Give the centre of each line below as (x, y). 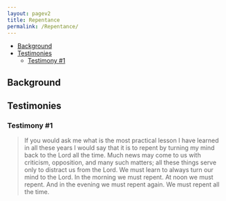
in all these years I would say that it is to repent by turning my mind (119, 148)
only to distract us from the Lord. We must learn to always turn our (119, 170)
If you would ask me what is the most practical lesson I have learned (121, 141)
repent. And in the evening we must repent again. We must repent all (122, 184)
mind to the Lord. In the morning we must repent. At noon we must (119, 178)
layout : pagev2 (29, 13)
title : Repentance (34, 20)
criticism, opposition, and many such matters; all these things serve (120, 162)
